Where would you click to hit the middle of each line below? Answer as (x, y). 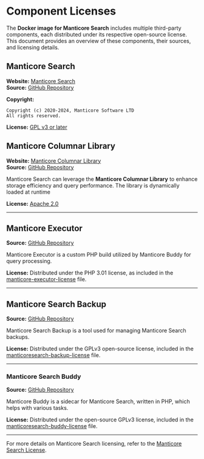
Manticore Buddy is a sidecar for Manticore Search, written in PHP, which (98, 401)
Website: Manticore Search (41, 81)
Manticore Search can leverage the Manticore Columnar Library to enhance (102, 179)
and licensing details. (33, 47)
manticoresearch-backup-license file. (53, 355)
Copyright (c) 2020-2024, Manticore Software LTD (70, 110)
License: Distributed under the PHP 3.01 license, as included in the (90, 273)
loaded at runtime (28, 192)
